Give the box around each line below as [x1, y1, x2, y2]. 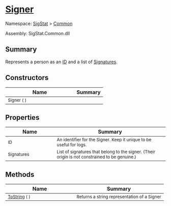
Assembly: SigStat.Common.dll [5, 30, 70, 36]
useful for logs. [56, 142, 87, 148]
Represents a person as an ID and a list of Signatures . [5, 59, 118, 65]
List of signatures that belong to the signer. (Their [56, 149, 156, 155]
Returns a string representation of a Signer [76, 194, 161, 200]
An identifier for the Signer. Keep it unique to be [56, 137, 152, 143]
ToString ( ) [8, 194, 31, 200]
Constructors [5, 73, 49, 82]
